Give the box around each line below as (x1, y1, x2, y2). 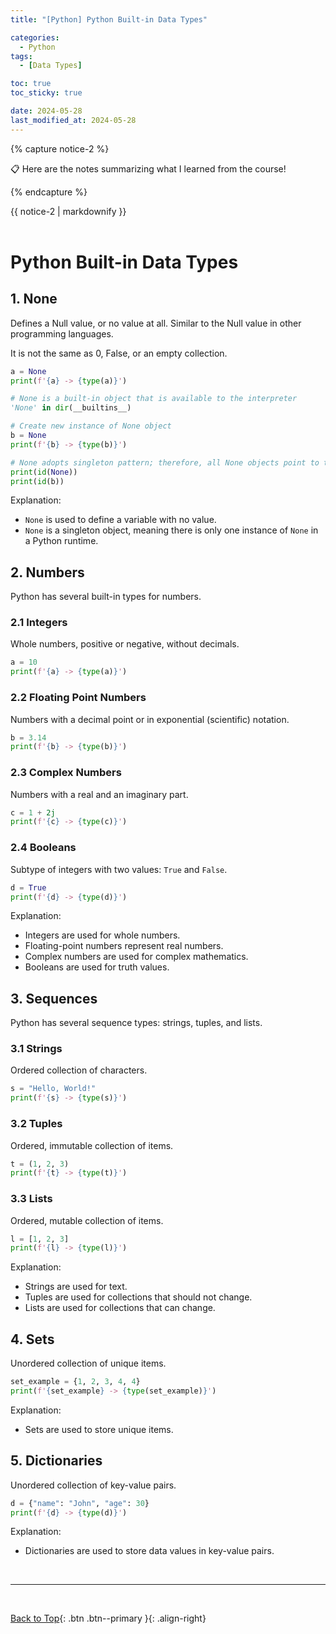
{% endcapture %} (10, 186, 88, 198)
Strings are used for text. (24, 1281, 128, 1293)
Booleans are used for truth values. (24, 961, 170, 973)
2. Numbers (10, 564, 85, 581)
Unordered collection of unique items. (10, 1357, 167, 1370)
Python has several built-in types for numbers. (10, 591, 202, 603)
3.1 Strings (10, 1042, 63, 1056)
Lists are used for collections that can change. (24, 1302, 216, 1314)
